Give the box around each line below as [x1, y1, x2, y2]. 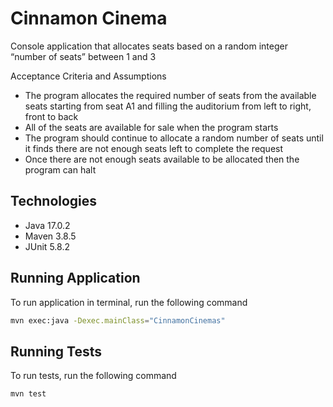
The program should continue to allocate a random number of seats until [24, 132, 324, 144]
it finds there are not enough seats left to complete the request [24, 142, 284, 154]
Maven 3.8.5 [24, 230, 77, 242]
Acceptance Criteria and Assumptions [10, 70, 167, 82]
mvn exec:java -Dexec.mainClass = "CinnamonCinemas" [10, 315, 226, 326]
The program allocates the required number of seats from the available [24, 89, 317, 101]
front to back [24, 110, 79, 122]
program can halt [24, 163, 97, 176]
